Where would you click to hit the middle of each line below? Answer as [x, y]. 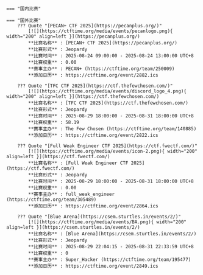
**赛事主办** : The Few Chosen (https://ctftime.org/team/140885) [112, 129]
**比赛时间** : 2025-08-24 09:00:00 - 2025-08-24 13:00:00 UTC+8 [111, 56]
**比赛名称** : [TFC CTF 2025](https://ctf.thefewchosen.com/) [109, 103]
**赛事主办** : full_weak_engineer [71, 194]
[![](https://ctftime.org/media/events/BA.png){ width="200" [108, 222]
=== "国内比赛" [24, 9]
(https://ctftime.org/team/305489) [52, 200]
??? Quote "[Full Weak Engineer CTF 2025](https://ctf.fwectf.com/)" [108, 146]
